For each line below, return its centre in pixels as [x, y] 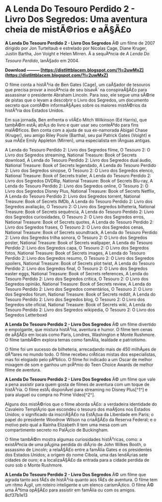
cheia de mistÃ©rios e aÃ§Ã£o [68, 30]
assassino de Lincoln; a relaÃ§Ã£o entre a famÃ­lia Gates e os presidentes [79, 450]
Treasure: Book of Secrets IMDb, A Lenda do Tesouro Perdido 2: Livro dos [79, 201]
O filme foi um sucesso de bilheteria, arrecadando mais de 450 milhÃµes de [81, 349]
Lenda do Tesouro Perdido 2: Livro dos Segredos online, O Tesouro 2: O [77, 186]
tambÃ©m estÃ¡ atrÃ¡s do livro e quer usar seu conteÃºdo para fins [72, 125]
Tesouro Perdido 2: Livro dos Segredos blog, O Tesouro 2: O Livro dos [75, 299]
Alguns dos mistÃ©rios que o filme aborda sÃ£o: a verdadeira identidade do [81, 404]
